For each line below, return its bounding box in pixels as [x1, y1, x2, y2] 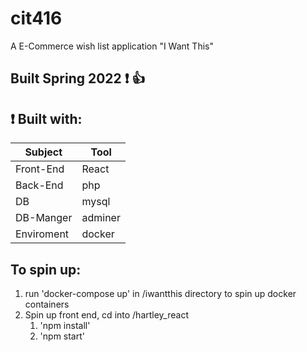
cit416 [10, 7, 63, 30]
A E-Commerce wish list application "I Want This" [10, 40, 214, 52]
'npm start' [39, 330, 86, 342]
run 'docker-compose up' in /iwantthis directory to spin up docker [24, 287, 297, 299]
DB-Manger [15, 211, 73, 225]
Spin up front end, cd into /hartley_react [24, 308, 189, 321]
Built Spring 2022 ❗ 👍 [10, 70, 146, 87]
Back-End [15, 178, 64, 192]
